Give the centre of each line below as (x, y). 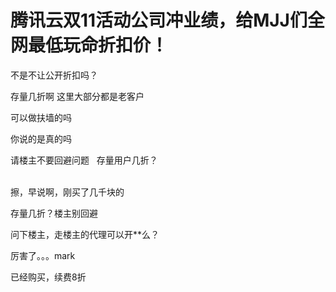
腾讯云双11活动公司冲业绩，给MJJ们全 (167, 20)
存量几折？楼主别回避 (54, 213)
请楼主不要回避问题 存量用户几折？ (84, 160)
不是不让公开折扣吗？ (54, 75)
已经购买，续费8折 (48, 277)
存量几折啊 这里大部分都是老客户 (77, 96)
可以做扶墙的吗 (41, 117)
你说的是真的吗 (41, 138)
